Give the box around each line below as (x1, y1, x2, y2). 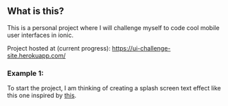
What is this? (7, 5, 65, 17)
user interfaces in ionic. (7, 31, 74, 39)
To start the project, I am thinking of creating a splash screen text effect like (7, 84, 221, 92)
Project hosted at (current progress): (7, 44, 111, 52)
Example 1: (7, 68, 44, 78)
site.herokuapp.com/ (7, 51, 66, 59)
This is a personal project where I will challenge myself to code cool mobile (7, 23, 220, 31)
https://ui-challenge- (112, 44, 171, 52)
